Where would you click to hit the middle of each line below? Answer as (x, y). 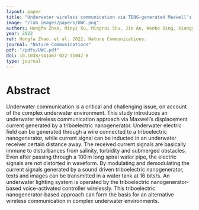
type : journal (24, 61)
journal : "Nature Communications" (49, 45)
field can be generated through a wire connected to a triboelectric (87, 132)
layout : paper (24, 12)
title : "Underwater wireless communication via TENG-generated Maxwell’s (99, 17)
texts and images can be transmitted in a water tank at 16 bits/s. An (88, 176)
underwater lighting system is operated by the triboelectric (78, 182)
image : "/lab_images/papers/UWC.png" (53, 22)
